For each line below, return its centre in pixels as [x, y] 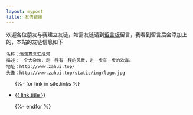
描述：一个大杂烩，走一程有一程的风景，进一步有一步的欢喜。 [70, 60]
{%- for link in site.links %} [47, 83]
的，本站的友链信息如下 [35, 42]
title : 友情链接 [24, 17]
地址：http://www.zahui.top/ [41, 66]
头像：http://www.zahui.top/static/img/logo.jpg [66, 73]
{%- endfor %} [33, 106]
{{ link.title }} [30, 95]
